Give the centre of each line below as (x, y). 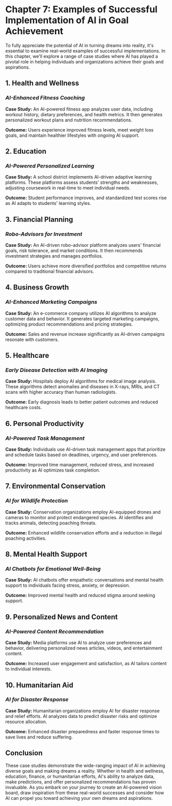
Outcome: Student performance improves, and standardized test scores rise (86, 198)
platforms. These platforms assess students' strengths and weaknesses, (82, 182)
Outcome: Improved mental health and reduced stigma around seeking (80, 596)
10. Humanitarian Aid (39, 685)
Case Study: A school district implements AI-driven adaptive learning (79, 177)
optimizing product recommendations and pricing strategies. (69, 324)
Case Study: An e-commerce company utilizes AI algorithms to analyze (81, 313)
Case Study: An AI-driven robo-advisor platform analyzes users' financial (83, 245)
